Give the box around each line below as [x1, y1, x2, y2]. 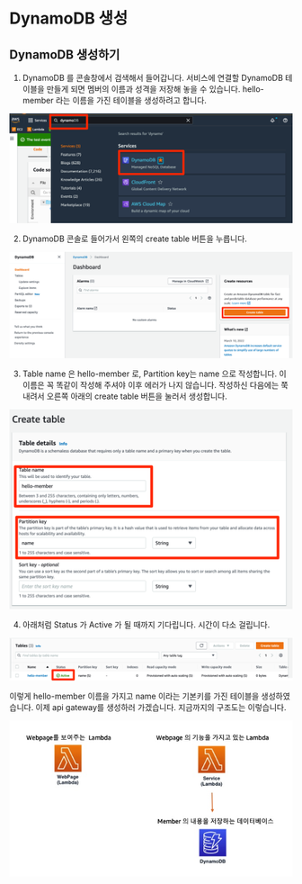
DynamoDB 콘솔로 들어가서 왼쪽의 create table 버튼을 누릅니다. [22, 233, 247, 244]
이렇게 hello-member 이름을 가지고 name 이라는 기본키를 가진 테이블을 [9, 690, 260, 701]
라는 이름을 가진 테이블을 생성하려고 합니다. [55, 95, 207, 105]
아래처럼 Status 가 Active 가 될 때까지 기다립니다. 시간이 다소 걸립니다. [22, 619, 271, 630]
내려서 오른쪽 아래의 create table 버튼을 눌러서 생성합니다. [22, 391, 227, 401]
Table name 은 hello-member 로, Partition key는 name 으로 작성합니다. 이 [22, 368, 287, 379]
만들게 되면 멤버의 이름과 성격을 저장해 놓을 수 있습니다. [46, 84, 241, 95]
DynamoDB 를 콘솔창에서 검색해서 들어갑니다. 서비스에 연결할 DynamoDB [22, 73, 283, 83]
